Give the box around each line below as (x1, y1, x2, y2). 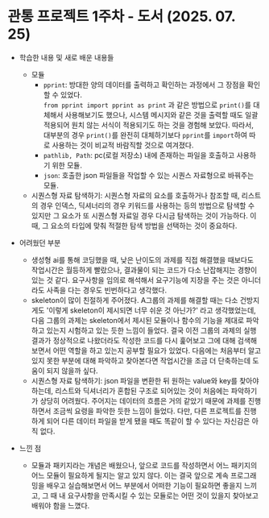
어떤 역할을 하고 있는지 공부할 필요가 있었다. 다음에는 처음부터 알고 (52, 346, 262, 355)
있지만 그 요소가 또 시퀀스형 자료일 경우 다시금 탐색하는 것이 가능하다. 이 (31, 210, 257, 220)
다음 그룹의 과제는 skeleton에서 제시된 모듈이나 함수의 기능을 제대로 (31, 315, 245, 325)
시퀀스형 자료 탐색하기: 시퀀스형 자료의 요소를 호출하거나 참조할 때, (31, 190, 240, 200)
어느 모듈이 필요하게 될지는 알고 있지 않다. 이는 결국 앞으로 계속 (31, 470, 229, 480)
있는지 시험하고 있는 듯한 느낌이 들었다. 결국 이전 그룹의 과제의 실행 (46, 325, 257, 335)
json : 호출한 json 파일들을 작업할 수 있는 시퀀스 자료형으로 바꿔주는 (43, 170, 255, 180)
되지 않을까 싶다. (46, 366, 98, 375)
